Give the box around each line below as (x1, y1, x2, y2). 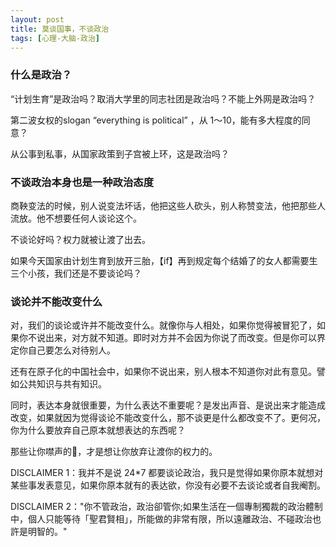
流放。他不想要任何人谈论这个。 (10, 212, 142, 224)
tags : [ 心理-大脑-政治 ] (10, 33, 100, 43)
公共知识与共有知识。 (18, 378, 107, 390)
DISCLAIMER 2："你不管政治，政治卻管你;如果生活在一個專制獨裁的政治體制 (10, 501, 323, 513)
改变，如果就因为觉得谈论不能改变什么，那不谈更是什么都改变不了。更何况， (10, 412, 326, 424)
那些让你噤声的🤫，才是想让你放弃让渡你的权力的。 (10, 446, 218, 458)
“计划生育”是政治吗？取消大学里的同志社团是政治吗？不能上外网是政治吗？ (10, 92, 317, 105)
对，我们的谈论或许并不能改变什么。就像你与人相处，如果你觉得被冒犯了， (10, 319, 317, 331)
